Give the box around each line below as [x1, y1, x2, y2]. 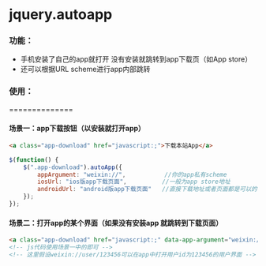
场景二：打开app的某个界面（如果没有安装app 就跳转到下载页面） [9, 218, 223, 227]
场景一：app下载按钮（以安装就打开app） [9, 124, 145, 133]
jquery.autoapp [9, 6, 113, 24]
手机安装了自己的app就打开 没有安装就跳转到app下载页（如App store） [20, 54, 252, 64]
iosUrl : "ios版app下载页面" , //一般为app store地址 [37, 178, 231, 186]
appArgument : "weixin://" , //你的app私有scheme [37, 170, 227, 178]
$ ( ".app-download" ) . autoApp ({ [23, 163, 123, 171]
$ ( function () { [9, 155, 59, 163]
